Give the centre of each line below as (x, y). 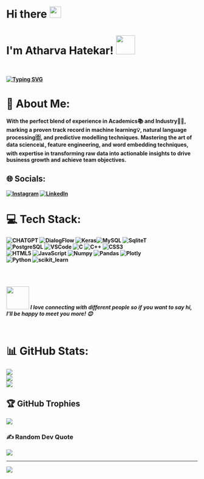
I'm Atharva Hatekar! (60, 51)
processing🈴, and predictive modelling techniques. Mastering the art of (99, 137)
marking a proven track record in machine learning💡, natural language (97, 130)
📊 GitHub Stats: (48, 351)
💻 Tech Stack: (44, 219)
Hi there (27, 14)
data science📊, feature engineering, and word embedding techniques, (97, 145)
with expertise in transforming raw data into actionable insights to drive (99, 153)
